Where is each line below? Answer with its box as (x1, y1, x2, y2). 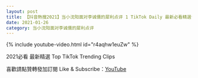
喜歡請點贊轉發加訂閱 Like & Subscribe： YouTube (6, 66, 127, 73)
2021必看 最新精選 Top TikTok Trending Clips (6, 53, 115, 60)
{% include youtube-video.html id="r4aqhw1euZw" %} (6, 41, 139, 48)
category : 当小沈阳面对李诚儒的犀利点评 (6, 25, 94, 31)
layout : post (6, 8, 38, 15)
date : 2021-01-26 (6, 19, 49, 25)
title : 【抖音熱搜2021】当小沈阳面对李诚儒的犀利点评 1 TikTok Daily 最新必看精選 (6, 14, 192, 20)
